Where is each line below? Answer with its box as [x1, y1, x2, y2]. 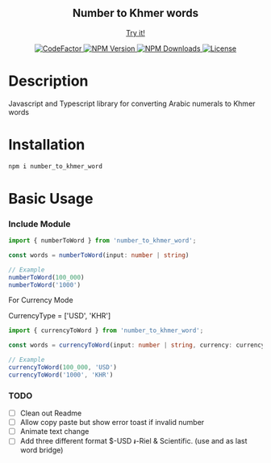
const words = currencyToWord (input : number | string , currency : [8, 341, 232, 350]
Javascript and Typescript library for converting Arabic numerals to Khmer [8, 99, 256, 108]
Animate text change [19, 427, 90, 436]
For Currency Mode [8, 295, 74, 305]
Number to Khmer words [72, 6, 199, 20]
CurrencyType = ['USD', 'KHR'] [8, 311, 111, 321]
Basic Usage [8, 189, 94, 208]
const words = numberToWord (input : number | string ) [8, 250, 190, 259]
